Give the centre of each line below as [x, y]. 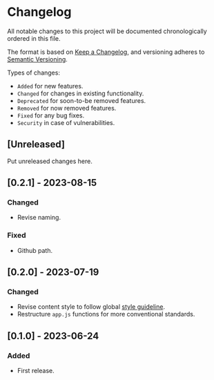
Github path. [35, 250]
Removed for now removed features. [67, 108]
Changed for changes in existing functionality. [80, 93]
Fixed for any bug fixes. [51, 115]
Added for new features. [50, 86]
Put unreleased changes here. [50, 161]
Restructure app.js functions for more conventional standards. [106, 314]
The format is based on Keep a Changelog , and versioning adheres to [106, 52]
